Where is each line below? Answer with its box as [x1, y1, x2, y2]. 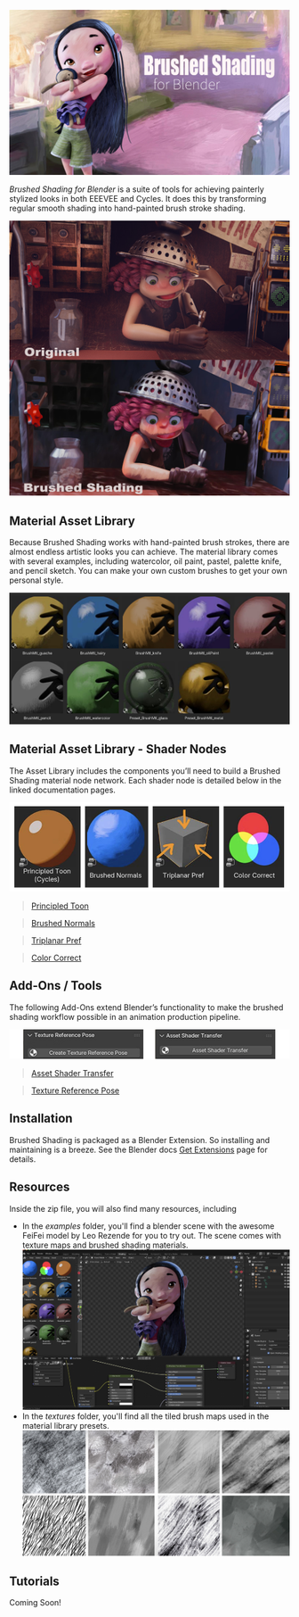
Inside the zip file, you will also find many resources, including [9, 1203, 238, 1214]
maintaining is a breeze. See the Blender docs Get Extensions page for [9, 1144, 269, 1155]
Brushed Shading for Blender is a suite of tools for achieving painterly [9, 184, 264, 195]
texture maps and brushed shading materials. [21, 1240, 189, 1250]
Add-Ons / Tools [9, 978, 102, 993]
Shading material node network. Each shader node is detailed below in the [9, 775, 282, 785]
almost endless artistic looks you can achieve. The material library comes [9, 546, 279, 558]
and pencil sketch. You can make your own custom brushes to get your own [9, 566, 287, 576]
